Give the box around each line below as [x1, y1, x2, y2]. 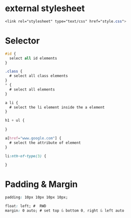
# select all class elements [9, 74, 68, 78]
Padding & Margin [5, 179, 78, 190]
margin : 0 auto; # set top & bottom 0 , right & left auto [5, 208, 124, 213]
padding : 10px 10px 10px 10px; [5, 195, 68, 200]
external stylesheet [5, 3, 85, 14]
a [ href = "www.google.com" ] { [5, 136, 62, 140]
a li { [5, 100, 18, 105]
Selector [5, 35, 40, 46]
